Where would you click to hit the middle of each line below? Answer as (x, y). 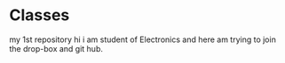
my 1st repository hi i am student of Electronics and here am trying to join (143, 39)
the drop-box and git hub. (56, 48)
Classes (40, 15)
